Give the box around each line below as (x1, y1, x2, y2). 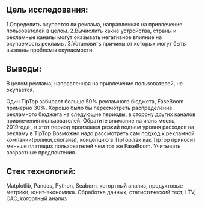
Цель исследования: (6, 5, 88, 15)
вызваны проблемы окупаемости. (6, 46, 94, 54)
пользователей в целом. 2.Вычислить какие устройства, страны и (6, 27, 177, 34)
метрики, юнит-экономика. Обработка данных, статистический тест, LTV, (6, 189, 196, 196)
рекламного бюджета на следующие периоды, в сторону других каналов (6, 111, 196, 118)
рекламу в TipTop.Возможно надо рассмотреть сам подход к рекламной (6, 129, 195, 137)
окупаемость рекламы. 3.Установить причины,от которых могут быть (6, 40, 186, 47)
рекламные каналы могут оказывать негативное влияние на (6, 33, 162, 41)
